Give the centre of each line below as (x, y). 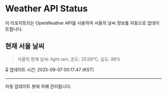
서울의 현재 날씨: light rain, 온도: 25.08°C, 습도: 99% (69, 59)
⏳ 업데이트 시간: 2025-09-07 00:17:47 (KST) (50, 69)
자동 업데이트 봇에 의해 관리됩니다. (38, 86)
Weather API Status (46, 9)
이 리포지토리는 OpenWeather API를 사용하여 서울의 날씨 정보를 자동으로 (76, 23)
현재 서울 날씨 (25, 46)
